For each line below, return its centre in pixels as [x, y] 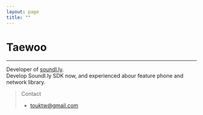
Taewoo [27, 47]
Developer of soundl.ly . [35, 69]
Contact [31, 94]
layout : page [23, 12]
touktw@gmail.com [54, 105]
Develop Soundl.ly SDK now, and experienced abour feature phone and [95, 76]
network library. [26, 82]
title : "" [19, 17]
